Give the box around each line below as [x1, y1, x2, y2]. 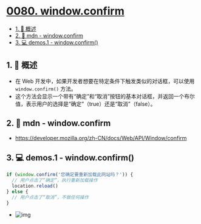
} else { [6, 189, 29, 195]
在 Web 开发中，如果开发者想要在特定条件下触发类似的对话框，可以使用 [15, 77, 195, 84]
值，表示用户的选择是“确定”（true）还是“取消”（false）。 [15, 100, 156, 107]
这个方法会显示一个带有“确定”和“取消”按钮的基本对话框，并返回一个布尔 [15, 92, 196, 100]
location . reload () [12, 183, 59, 189]
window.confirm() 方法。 [15, 85, 77, 92]
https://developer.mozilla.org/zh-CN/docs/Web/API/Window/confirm [15, 134, 187, 141]
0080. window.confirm [6, 4, 124, 18]
